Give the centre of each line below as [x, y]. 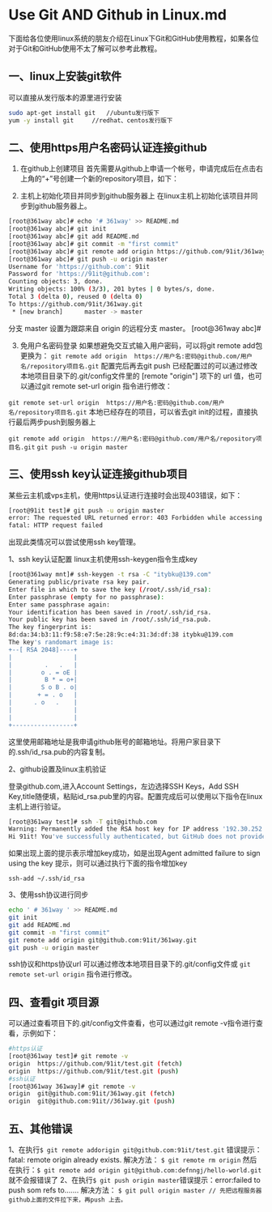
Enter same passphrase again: [59, 605]
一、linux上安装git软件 [65, 77]
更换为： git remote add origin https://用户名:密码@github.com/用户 [136, 355]
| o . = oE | [43, 672]
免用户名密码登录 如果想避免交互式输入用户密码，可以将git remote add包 [141, 345]
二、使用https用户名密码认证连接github [108, 147]
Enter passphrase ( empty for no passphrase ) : [86, 597]
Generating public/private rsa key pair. [79, 582]
